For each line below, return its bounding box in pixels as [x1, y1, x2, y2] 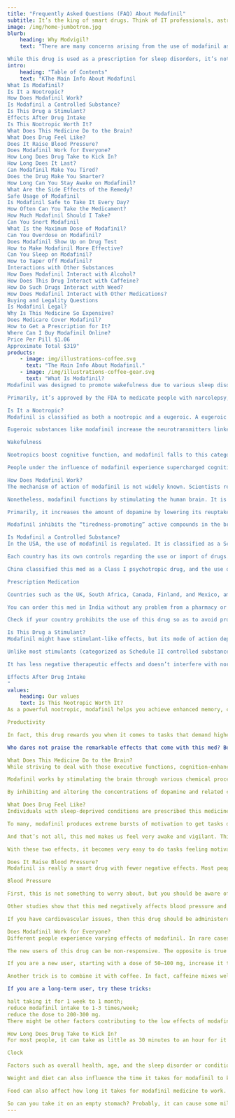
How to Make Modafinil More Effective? [7, 245, 124, 252]
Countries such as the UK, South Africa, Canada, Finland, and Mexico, [7, 591, 220, 598]
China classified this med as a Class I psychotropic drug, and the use [7, 565, 224, 572]
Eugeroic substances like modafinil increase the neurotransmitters [7, 426, 211, 433]
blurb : [7, 29, 27, 37]
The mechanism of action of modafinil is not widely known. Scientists [7, 483, 220, 490]
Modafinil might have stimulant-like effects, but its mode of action [7, 635, 218, 642]
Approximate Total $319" [7, 342, 80, 349]
